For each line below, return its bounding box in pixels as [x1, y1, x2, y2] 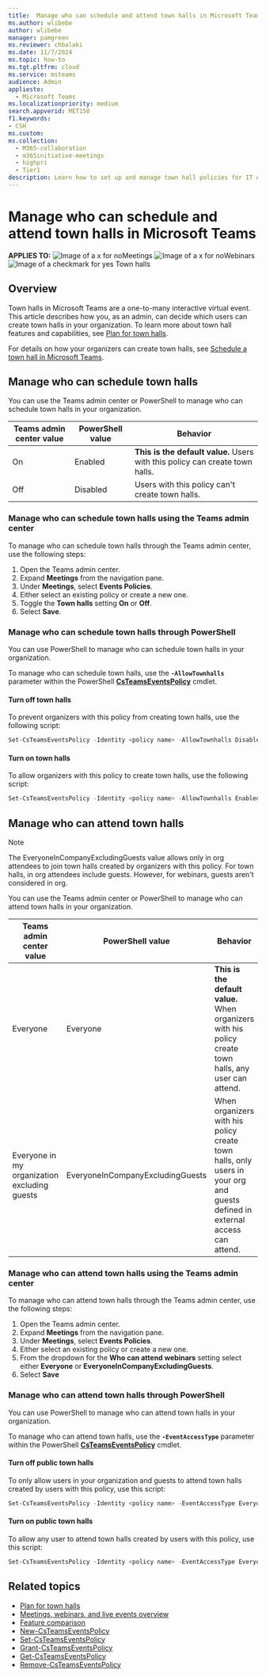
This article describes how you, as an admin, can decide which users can [8, 311, 248, 321]
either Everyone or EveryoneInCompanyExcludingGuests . [19, 1362, 214, 1371]
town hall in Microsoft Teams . [8, 352, 104, 361]
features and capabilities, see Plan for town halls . [8, 328, 169, 337]
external [214, 1214, 245, 1225]
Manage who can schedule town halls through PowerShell [8, 627, 236, 638]
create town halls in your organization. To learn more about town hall [8, 320, 232, 330]
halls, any [214, 1063, 250, 1073]
